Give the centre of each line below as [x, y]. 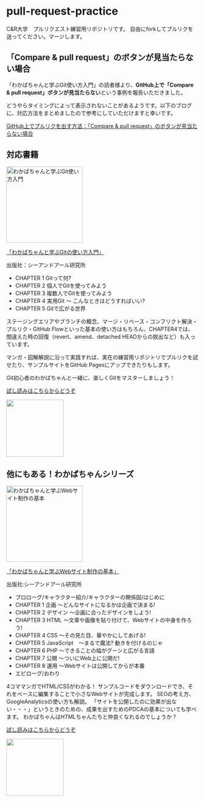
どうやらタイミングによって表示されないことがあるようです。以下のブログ [99, 105]
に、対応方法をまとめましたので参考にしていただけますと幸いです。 [91, 113]
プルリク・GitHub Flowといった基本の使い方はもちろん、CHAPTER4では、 [100, 329]
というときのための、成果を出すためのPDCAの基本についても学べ [114, 709]
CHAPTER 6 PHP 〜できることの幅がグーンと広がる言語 [85, 651]
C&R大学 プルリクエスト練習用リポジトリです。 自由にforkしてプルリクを [100, 29]
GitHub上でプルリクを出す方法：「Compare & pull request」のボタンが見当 [99, 126]
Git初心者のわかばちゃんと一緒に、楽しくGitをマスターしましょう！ [91, 378]
